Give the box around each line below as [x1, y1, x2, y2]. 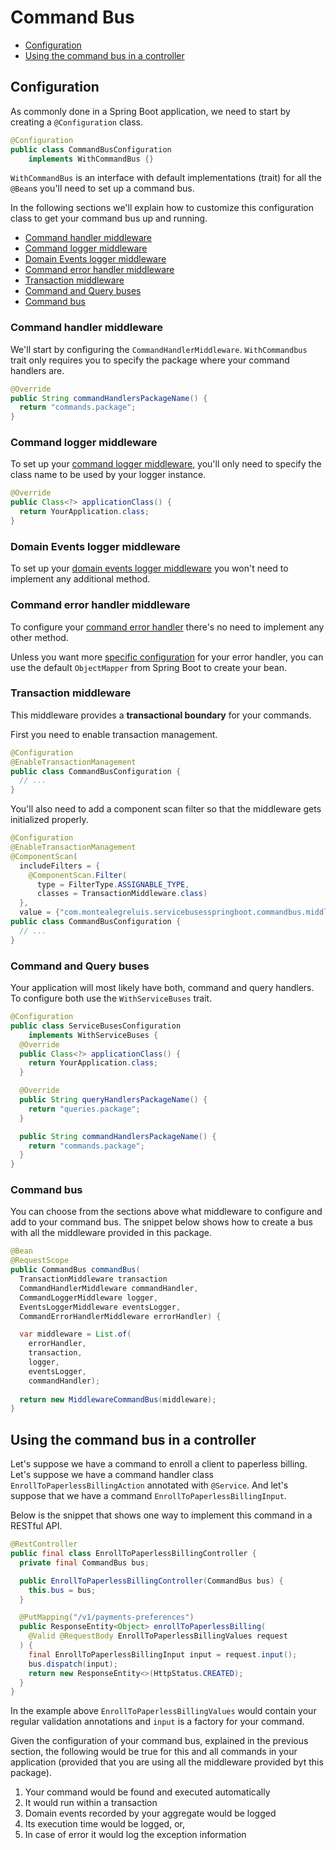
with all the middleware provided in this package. [10, 1227, 213, 1239]
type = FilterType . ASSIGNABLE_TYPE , [36, 879, 190, 890]
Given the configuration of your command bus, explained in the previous [10, 1735, 309, 1747]
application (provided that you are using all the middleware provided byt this [10, 1756, 324, 1768]
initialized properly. [10, 814, 89, 826]
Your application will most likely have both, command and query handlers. [10, 982, 315, 994]
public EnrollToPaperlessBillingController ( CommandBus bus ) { [19, 1576, 284, 1586]
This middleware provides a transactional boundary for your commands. [10, 709, 312, 721]
